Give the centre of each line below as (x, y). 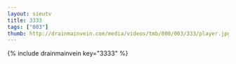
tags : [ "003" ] (28, 27)
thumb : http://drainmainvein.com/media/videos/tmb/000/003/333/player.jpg (119, 33)
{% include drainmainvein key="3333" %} (68, 53)
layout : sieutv (29, 14)
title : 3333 (25, 20)
